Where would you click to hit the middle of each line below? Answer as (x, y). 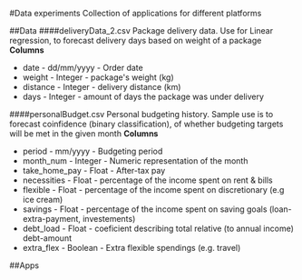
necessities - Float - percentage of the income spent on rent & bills (148, 180)
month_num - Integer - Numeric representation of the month (135, 161)
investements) (109, 219)
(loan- (280, 209)
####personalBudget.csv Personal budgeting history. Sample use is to (141, 114)
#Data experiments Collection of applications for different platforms (136, 13)
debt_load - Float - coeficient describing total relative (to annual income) (158, 228)
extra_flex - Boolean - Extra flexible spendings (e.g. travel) (132, 248)
